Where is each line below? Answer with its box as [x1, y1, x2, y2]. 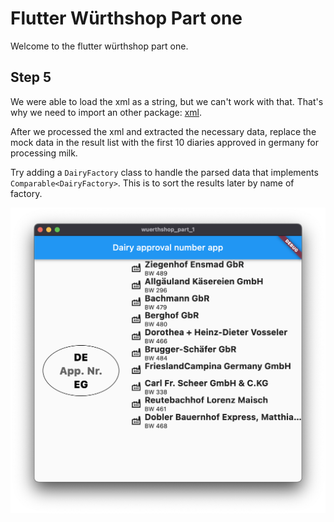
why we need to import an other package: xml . [10, 106, 203, 118]
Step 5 [10, 69, 52, 86]
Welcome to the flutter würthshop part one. [10, 40, 189, 52]
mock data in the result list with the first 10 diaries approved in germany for [10, 136, 320, 148]
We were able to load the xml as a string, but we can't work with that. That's [10, 95, 324, 107]
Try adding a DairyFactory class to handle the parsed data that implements [10, 166, 319, 178]
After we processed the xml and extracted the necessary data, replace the [10, 125, 317, 137]
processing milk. [10, 147, 78, 159]
